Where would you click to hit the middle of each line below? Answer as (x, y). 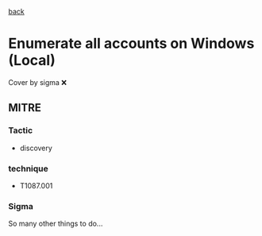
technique (29, 168)
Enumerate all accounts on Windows (131, 44)
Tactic (21, 130)
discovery (36, 148)
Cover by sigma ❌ (38, 82)
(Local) (32, 61)
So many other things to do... (56, 224)
